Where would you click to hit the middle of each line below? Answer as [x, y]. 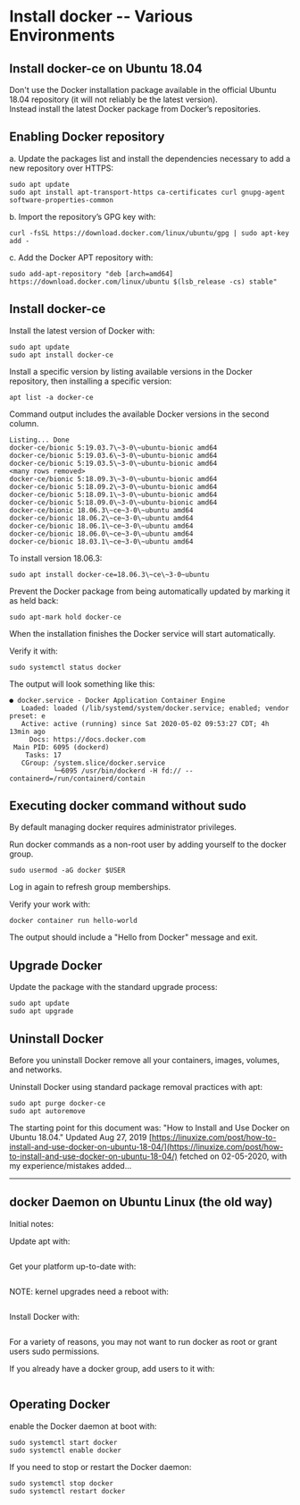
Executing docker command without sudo [128, 806]
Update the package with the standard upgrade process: [113, 987]
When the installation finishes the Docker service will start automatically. [142, 633]
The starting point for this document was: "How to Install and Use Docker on [150, 1128]
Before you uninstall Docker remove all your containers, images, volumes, [144, 1061]
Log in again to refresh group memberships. [90, 887]
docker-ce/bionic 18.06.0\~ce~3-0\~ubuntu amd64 [101, 534]
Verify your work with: [50, 904]
